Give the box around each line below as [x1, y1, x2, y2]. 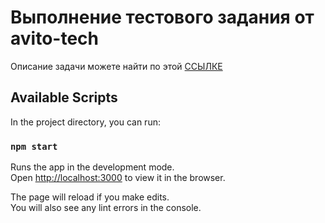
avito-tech [10, 27, 99, 50]
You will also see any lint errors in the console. [10, 202, 202, 214]
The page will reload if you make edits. [10, 191, 170, 203]
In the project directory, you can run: [10, 116, 161, 128]
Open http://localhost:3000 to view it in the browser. [10, 172, 226, 184]
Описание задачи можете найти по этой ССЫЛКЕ [10, 60, 223, 72]
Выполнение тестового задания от [10, 6, 315, 29]
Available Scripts [10, 89, 118, 106]
